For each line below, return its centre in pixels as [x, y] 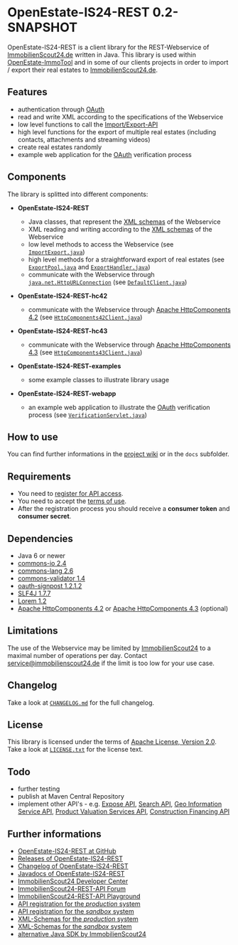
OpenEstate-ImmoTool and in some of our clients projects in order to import [118, 62]
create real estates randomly [60, 147]
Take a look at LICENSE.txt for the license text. [75, 750]
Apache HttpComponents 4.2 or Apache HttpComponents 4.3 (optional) [123, 609]
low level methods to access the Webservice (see [101, 244]
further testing [39, 789]
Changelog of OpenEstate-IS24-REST [73, 866]
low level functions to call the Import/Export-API [88, 124]
